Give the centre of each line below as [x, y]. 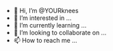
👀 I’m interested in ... [42, 18]
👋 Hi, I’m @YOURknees [46, 11]
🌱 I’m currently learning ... [50, 25]
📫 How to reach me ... [45, 40]
